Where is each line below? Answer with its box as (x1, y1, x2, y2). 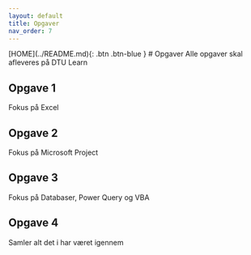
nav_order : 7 (8, 27, 53, 35)
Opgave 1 (8, 81, 57, 95)
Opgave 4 (8, 216, 59, 230)
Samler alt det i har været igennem (8, 237, 124, 247)
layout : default (8, 11, 63, 20)
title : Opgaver (8, 19, 60, 28)
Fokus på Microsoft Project (8, 147, 99, 157)
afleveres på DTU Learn (8, 57, 88, 67)
